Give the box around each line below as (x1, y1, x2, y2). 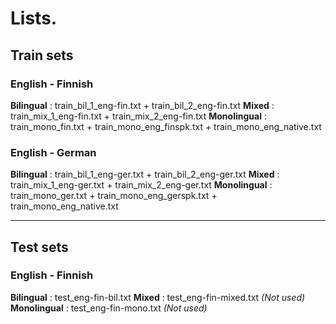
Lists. (10, 7, 58, 30)
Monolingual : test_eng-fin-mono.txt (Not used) (10, 302, 208, 314)
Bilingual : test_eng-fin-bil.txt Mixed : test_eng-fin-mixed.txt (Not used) (10, 291, 306, 303)
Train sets (10, 47, 74, 64)
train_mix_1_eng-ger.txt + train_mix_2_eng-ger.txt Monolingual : (10, 179, 273, 191)
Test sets (10, 238, 69, 256)
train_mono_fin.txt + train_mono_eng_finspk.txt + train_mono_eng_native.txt (10, 120, 322, 132)
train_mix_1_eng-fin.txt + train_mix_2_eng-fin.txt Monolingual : (10, 110, 267, 122)
